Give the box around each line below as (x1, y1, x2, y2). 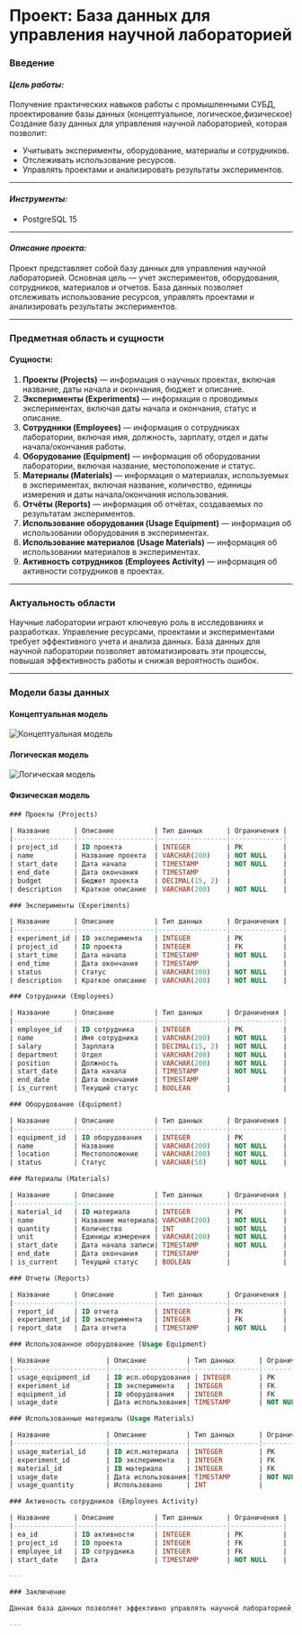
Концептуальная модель (9, 708, 109, 719)
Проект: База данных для (9, 5, 211, 26)
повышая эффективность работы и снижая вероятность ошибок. (9, 655, 259, 667)
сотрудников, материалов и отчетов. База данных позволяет (9, 281, 244, 293)
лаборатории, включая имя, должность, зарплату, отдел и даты (22, 431, 269, 442)
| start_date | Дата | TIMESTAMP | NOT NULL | (9, 1555, 288, 1564)
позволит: (9, 128, 48, 139)
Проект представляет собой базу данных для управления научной (9, 262, 267, 273)
